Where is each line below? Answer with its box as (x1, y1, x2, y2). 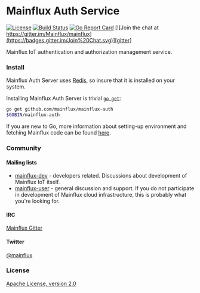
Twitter (6, 238, 25, 245)
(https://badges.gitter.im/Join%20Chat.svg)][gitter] (6, 36, 132, 44)
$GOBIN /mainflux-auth (6, 112, 60, 118)
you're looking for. (14, 197, 60, 205)
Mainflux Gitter (6, 224, 43, 231)
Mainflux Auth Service (6, 4, 120, 18)
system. (6, 83, 26, 90)
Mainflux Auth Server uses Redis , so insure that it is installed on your (6, 77, 175, 84)
